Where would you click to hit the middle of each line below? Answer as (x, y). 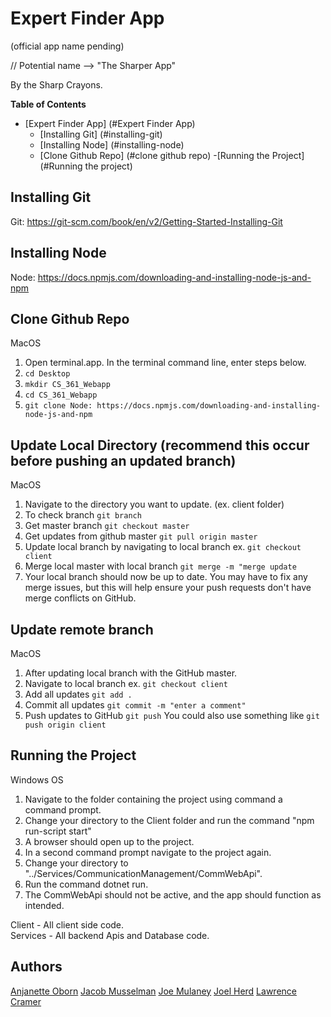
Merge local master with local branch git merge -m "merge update (160, 566)
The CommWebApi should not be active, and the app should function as (173, 894)
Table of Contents (48, 104)
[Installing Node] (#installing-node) (112, 144)
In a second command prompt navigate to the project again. (148, 852)
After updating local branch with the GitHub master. (131, 673)
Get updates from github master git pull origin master (141, 536)
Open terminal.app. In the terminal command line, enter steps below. (165, 363)
